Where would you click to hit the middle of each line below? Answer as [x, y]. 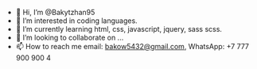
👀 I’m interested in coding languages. [76, 21]
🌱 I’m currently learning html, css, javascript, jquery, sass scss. [119, 29]
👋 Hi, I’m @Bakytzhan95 [55, 12]
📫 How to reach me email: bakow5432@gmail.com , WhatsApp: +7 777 [132, 46]
